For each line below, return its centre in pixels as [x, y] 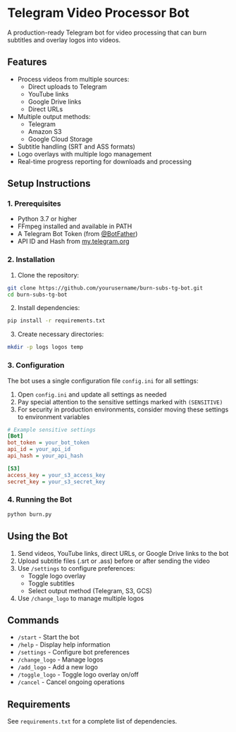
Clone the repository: [48, 275]
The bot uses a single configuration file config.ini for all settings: [103, 380]
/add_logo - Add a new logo [58, 667]
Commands [33, 620]
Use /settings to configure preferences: [76, 568]
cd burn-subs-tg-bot [38, 294]
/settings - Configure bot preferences [74, 652]
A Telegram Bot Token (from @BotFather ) [77, 234]
